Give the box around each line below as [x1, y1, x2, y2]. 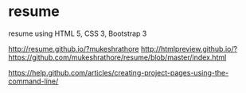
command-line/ [8, 76, 59, 86]
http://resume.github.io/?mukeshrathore [8, 44, 139, 53]
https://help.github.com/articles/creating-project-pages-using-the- [8, 68, 229, 77]
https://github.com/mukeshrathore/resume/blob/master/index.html [8, 52, 227, 62]
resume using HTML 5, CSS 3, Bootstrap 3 [8, 29, 147, 38]
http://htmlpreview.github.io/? [140, 44, 237, 53]
